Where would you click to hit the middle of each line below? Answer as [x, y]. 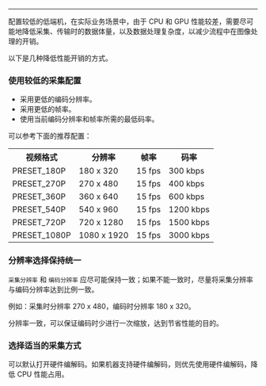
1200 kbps [189, 209]
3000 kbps [189, 235]
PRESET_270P [39, 184]
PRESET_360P [39, 197]
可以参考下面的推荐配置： [50, 136]
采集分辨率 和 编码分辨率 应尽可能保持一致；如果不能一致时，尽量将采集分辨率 [131, 279]
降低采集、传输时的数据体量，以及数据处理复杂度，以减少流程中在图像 [136, 31]
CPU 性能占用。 [43, 374]
